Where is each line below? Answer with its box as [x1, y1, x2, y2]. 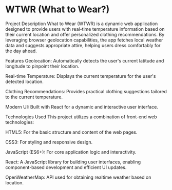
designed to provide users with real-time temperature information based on [5, 26, 165, 32]
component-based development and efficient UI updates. [5, 164, 127, 170]
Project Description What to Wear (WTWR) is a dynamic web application [5, 20, 158, 27]
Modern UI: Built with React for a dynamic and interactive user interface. [5, 103, 158, 110]
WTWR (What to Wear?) [5, 4, 110, 15]
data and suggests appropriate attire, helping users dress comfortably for [5, 42, 161, 48]
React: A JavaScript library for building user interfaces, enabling [5, 159, 141, 165]
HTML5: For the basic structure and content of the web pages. [5, 129, 138, 135]
